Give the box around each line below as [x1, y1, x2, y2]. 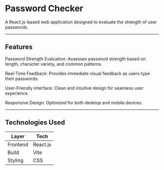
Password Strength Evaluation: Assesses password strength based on [5, 56, 146, 61]
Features [5, 43, 33, 51]
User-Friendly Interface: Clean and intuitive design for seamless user [5, 85, 144, 91]
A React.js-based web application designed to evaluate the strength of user [5, 19, 157, 25]
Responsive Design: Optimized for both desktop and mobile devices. [5, 99, 143, 105]
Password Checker [5, 3, 83, 14]
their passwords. [5, 76, 39, 81]
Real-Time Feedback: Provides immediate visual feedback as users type [5, 70, 150, 76]
